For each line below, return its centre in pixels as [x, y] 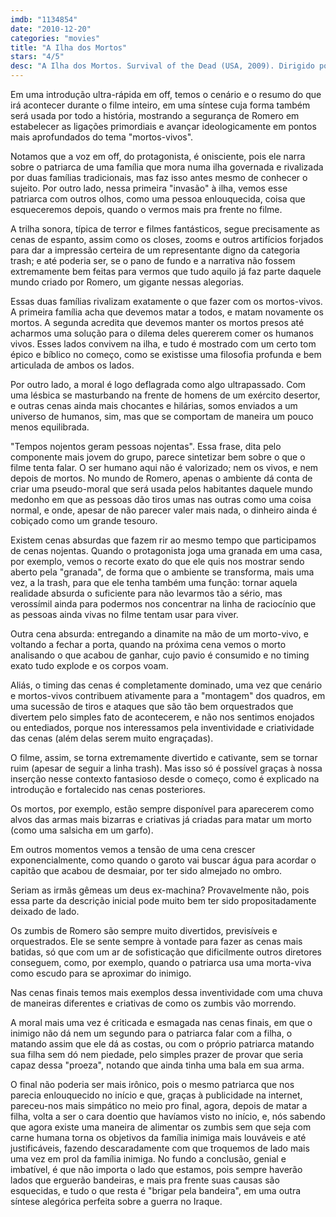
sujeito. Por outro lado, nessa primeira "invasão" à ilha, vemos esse [149, 188]
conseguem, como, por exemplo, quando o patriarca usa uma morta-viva [161, 962]
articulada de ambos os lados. [72, 365]
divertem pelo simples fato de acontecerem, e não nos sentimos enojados [162, 717]
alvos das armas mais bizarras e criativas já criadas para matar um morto [161, 819]
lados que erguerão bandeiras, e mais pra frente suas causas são [145, 1180]
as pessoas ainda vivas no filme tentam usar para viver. [124, 614]
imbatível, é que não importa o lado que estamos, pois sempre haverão [156, 1169]
